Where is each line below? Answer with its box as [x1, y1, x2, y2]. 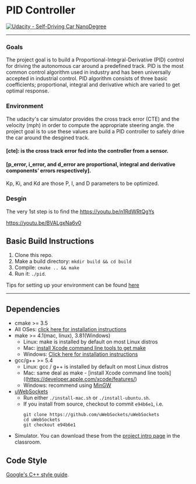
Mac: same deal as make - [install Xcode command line [23, 369, 156, 376]
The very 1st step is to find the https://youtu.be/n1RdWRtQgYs [6, 208, 155, 215]
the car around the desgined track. [6, 134, 89, 141]
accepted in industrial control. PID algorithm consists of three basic [6, 75, 168, 82]
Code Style [6, 455, 47, 465]
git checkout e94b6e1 [23, 422, 76, 428]
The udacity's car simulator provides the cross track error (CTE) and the [6, 115, 180, 122]
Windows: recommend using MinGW [23, 382, 112, 389]
